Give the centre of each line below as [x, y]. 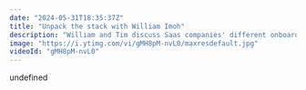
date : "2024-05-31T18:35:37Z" [67, 18]
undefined [29, 77]
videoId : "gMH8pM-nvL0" [55, 52]
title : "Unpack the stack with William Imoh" [97, 26]
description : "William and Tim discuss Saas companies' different [138, 35]
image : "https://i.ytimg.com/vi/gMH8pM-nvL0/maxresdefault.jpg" [134, 43]
